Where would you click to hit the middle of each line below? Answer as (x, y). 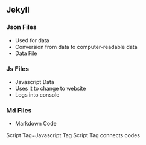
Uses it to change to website (50, 88)
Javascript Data (34, 82)
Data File (26, 53)
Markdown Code (36, 124)
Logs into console (37, 95)
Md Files (19, 110)
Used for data (32, 40)
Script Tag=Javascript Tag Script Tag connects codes (73, 135)
